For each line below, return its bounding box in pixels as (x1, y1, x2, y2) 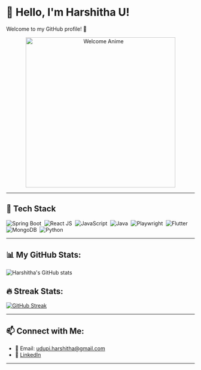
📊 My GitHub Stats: (6, 250, 81, 260)
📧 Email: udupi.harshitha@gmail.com (14, 345, 106, 352)
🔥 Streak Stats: (6, 286, 63, 296)
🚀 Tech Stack (6, 204, 56, 214)
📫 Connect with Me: (6, 326, 85, 336)
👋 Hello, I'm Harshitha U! (6, 5, 130, 19)
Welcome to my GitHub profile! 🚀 (6, 25, 87, 32)
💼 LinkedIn (14, 351, 41, 359)
